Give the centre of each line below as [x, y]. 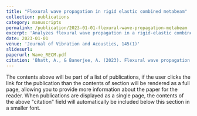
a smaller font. [23, 108]
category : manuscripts [34, 22]
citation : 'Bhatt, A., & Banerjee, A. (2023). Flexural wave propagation [98, 60]
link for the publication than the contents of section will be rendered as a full [98, 83]
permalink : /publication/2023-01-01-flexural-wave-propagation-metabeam [97, 28]
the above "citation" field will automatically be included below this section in [98, 101]
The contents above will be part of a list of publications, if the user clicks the [98, 77]
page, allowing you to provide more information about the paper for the [92, 89]
